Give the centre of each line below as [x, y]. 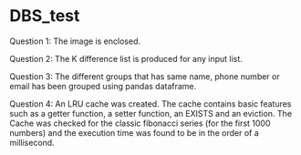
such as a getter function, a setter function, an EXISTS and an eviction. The [151, 113]
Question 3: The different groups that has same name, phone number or [145, 76]
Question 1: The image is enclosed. [75, 41]
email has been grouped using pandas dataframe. [103, 86]
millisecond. [32, 142]
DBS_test [45, 16]
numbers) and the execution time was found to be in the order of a [135, 132]
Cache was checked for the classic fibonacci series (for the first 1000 [140, 123]
